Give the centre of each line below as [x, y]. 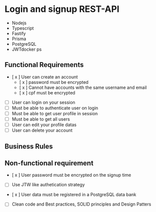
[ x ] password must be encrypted [54, 82]
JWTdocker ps [27, 49]
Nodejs [19, 23]
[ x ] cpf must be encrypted [47, 92]
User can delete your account [42, 131]
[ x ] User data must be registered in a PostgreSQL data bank [74, 195]
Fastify [19, 33]
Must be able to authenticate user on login [55, 108]
